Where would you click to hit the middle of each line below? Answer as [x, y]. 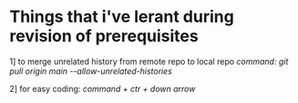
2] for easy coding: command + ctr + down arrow [103, 88]
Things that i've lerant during [122, 17]
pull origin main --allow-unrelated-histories [91, 71]
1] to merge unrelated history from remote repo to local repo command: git [149, 61]
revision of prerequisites [104, 36]
